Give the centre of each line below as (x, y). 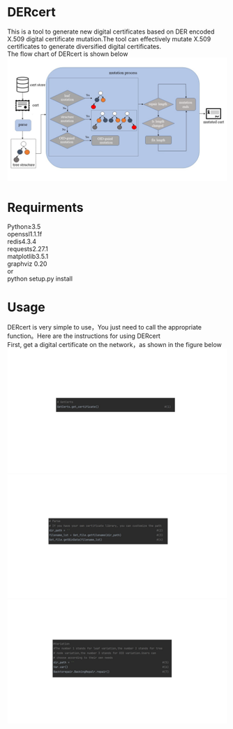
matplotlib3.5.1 (28, 257)
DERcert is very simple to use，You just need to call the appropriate (105, 327)
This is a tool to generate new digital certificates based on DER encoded (111, 31)
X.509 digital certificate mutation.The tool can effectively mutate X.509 (109, 38)
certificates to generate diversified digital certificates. (84, 46)
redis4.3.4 (22, 241)
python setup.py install (40, 279)
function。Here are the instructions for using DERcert (84, 336)
